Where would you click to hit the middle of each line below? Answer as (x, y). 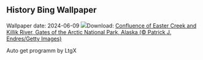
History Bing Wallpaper (52, 10)
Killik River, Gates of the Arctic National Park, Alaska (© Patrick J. (89, 32)
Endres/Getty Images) (34, 39)
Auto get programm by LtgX (41, 50)
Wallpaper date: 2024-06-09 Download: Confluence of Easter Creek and (101, 25)
